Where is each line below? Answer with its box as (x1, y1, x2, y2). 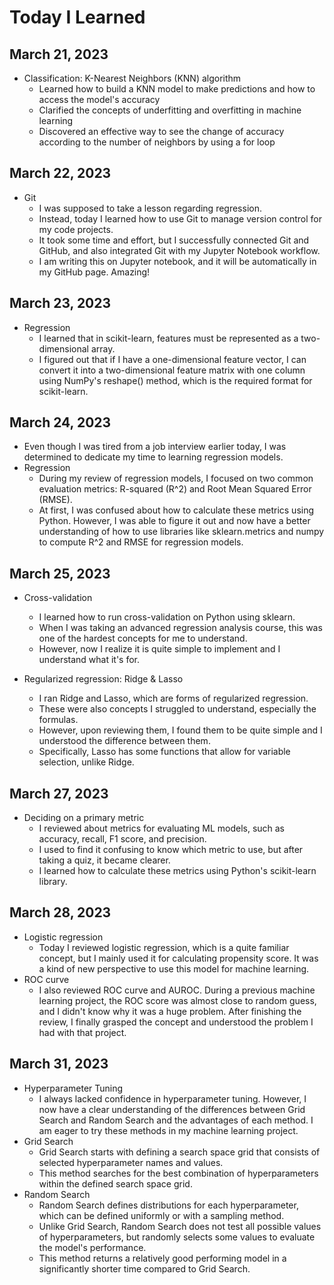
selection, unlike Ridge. (38, 756, 135, 768)
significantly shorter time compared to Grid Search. (38, 1262, 251, 1275)
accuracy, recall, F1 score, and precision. (38, 833, 207, 845)
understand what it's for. (38, 654, 141, 666)
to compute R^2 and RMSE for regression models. (38, 536, 244, 548)
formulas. (38, 714, 79, 726)
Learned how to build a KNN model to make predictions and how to (38, 83, 316, 95)
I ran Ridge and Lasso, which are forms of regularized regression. (38, 692, 309, 705)
